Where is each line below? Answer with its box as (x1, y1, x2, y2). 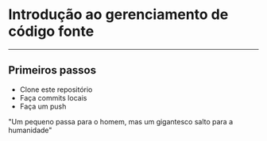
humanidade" (8, 125, 52, 135)
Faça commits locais (19, 93, 87, 102)
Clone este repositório (19, 85, 93, 94)
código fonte (8, 22, 95, 40)
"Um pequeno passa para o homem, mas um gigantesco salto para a (8, 116, 234, 126)
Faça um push (19, 101, 67, 111)
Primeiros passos (8, 63, 97, 77)
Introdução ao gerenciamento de (8, 6, 229, 24)
